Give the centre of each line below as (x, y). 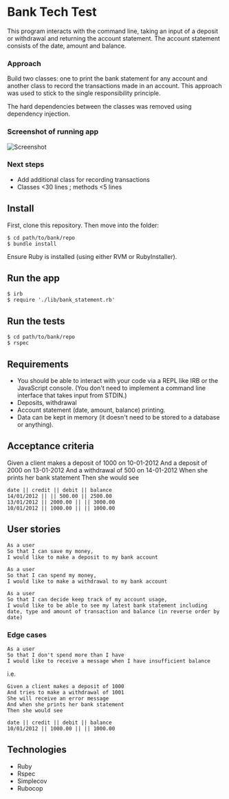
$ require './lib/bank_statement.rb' (61, 300)
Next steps (26, 165)
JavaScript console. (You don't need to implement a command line (111, 388)
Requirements (38, 364)
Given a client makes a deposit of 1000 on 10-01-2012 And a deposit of (107, 463)
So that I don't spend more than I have (66, 655)
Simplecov (32, 781)
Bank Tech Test (52, 12)
